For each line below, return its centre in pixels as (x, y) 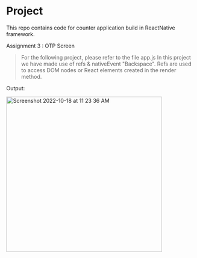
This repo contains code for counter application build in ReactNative (91, 28)
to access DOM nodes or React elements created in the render (98, 70)
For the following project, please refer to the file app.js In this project (106, 57)
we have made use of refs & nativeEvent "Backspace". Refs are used (106, 64)
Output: (16, 88)
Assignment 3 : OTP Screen (41, 46)
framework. (20, 34)
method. (31, 76)
